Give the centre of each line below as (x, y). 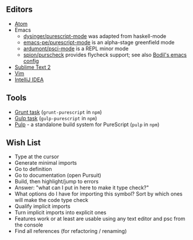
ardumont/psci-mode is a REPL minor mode (76, 48)
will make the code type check (51, 200)
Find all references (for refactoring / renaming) (70, 231)
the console (29, 225)
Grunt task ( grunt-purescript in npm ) (58, 112)
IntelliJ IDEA (29, 79)
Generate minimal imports (46, 163)
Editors (20, 10)
